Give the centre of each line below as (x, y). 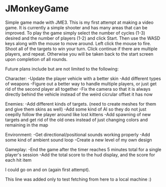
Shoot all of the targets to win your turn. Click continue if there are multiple (81, 49)
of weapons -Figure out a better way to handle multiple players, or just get (81, 84)
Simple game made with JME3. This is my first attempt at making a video (79, 22)
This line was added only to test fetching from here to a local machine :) (78, 179)
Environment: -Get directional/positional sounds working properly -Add (78, 134)
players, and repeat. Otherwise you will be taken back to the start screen (79, 54)
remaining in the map (27, 125)
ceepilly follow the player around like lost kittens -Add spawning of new (78, 114)
